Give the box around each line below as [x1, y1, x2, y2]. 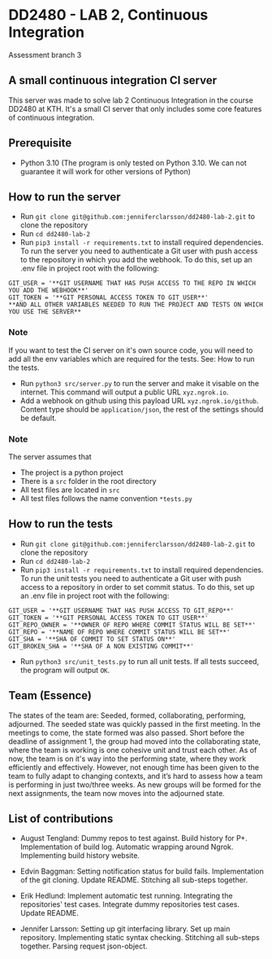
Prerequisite [8, 136, 72, 150]
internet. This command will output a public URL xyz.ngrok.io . [19, 387, 229, 397]
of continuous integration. [8, 112, 95, 122]
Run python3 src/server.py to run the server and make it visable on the [19, 378, 260, 388]
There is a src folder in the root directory [19, 476, 157, 486]
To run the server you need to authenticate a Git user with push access [19, 246, 258, 256]
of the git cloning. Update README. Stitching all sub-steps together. [19, 875, 248, 885]
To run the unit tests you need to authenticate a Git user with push [19, 573, 242, 583]
